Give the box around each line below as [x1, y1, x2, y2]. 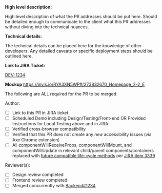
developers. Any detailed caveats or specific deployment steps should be [5, 48, 153, 54]
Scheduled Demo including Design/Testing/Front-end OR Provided [12, 116, 146, 121]
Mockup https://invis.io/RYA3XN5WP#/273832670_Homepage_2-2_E [5, 81, 145, 87]
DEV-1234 [5, 72, 25, 77]
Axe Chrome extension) [12, 137, 60, 143]
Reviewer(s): [5, 162, 31, 168]
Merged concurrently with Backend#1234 [12, 183, 96, 189]
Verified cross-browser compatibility [12, 126, 86, 132]
